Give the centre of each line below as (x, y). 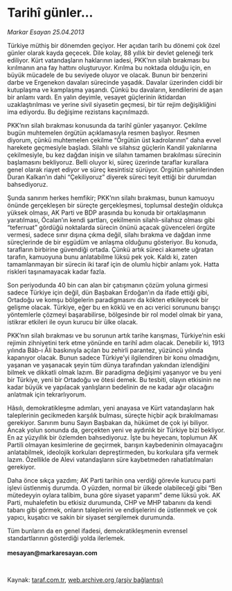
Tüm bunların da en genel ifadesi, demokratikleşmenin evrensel (98, 531)
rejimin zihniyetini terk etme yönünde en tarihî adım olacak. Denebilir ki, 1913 (116, 342)
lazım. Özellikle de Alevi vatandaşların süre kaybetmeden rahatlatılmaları (110, 459)
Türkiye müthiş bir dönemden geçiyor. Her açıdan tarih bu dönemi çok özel (114, 45)
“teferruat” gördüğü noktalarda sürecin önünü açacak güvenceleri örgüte (111, 227)
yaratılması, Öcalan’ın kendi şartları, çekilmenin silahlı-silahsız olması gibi (111, 219)
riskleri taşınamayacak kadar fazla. (56, 272)
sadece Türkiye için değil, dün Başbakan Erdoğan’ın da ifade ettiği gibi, (108, 292)
